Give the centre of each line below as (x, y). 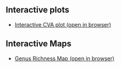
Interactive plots (38, 10)
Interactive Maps (38, 44)
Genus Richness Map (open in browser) (64, 58)
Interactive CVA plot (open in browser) (63, 24)
